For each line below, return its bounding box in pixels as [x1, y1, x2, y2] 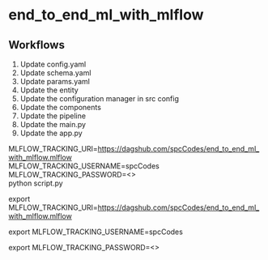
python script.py [8, 178, 63, 188]
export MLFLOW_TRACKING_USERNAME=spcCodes [8, 227, 184, 237]
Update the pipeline [19, 111, 87, 121]
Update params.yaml [19, 77, 91, 86]
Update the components [19, 103, 101, 112]
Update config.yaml [19, 59, 87, 69]
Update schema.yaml [19, 68, 91, 78]
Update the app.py [19, 128, 83, 138]
